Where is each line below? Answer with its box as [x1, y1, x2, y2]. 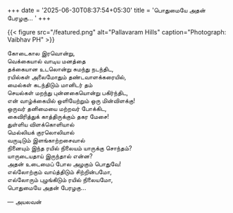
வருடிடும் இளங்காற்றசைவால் [7, 136, 86, 144]
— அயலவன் [7, 198, 42, 206]
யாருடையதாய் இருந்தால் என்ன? [7, 152, 93, 160]
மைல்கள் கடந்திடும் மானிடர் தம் [7, 81, 93, 89]
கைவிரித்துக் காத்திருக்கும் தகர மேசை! [7, 112, 109, 120]
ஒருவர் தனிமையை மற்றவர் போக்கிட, [7, 105, 107, 112]
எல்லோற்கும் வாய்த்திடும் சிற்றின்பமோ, [7, 168, 113, 176]
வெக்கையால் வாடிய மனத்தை [7, 57, 86, 65]
